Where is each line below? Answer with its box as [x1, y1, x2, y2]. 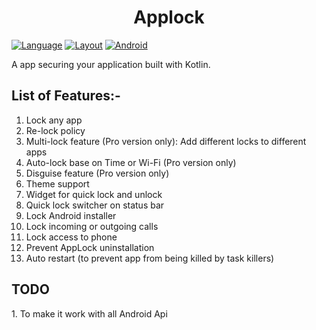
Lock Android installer [25, 209, 117, 221]
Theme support [25, 177, 90, 190]
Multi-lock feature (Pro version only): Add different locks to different [25, 135, 307, 147]
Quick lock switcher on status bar [25, 199, 165, 211]
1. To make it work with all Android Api [11, 307, 168, 320]
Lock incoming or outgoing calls [25, 220, 159, 232]
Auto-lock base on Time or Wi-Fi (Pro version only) [25, 156, 237, 168]
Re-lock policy [25, 124, 86, 136]
